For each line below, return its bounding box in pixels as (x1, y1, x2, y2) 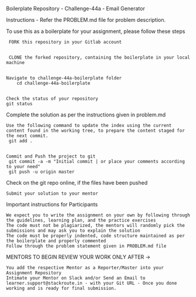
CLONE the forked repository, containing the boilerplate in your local (8, 55, 191, 61)
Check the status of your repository (6, 96, 99, 102)
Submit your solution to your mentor (6, 191, 99, 196)
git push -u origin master (8, 169, 75, 175)
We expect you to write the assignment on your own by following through (6, 212, 191, 218)
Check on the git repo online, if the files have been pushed (6, 179, 148, 186)
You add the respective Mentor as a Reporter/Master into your (6, 265, 164, 271)
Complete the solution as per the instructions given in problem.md (6, 111, 166, 118)
